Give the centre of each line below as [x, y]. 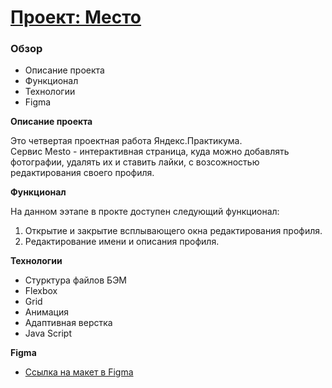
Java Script [48, 333]
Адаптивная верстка [68, 323]
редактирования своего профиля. [82, 173]
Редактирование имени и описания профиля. [122, 242]
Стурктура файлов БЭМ [76, 280]
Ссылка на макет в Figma [79, 372]
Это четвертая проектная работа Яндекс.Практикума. [126, 141]
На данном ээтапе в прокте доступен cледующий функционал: [145, 212]
